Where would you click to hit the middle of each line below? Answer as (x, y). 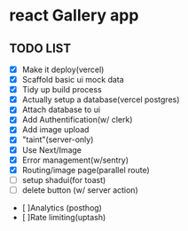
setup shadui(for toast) (64, 179)
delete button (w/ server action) (80, 190)
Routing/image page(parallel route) (86, 170)
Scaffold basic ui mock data (73, 80)
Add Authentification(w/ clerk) (77, 120)
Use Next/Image (52, 150)
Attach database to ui (61, 110)
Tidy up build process (62, 90)
